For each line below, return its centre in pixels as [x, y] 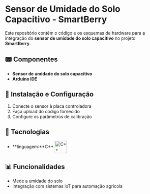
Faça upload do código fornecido [46, 111]
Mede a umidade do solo [37, 181]
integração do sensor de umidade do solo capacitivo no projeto [70, 38]
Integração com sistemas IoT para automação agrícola [67, 186]
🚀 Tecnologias [27, 132]
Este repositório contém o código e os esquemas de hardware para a [75, 33]
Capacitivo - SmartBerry [56, 19]
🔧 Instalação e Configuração [49, 94]
